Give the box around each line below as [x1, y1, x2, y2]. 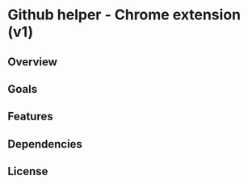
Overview [7, 55, 58, 69]
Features [7, 110, 53, 123]
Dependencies [7, 137, 82, 151]
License [7, 165, 48, 178]
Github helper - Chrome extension [7, 6, 242, 24]
